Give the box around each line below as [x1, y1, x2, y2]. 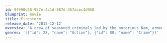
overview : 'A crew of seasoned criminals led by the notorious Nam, [5, 26, 150, 31]
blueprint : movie [5, 12, 41, 17]
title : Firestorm [5, 16, 41, 21]
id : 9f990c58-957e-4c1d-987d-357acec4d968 [5, 7, 94, 12]
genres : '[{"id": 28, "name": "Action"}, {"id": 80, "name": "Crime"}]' [5, 30, 159, 35]
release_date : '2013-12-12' [5, 21, 64, 26]
